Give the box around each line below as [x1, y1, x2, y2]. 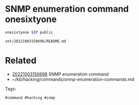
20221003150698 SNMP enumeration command [12, 71, 109, 77]
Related [5, 55, 36, 66]
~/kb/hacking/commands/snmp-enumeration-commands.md [12, 76, 135, 82]
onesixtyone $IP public [5, 30, 53, 35]
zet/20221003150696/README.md [5, 39, 67, 43]
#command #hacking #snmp [5, 95, 55, 100]
